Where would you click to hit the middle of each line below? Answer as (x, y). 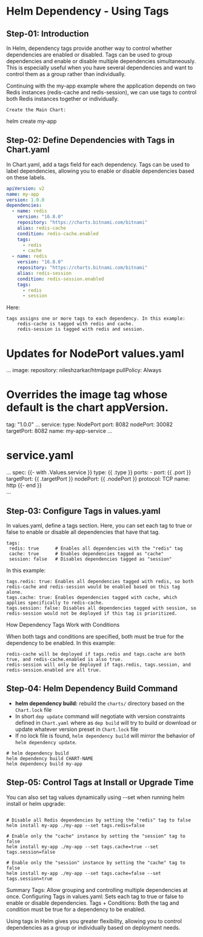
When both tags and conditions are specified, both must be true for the (95, 636)
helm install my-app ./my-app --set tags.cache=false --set (84, 873)
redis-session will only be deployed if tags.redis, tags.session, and (98, 665)
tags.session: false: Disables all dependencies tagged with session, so (101, 608)
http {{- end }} (24, 485)
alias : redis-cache (42, 228)
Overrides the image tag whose (87, 395)
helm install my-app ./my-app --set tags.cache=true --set (82, 846)
